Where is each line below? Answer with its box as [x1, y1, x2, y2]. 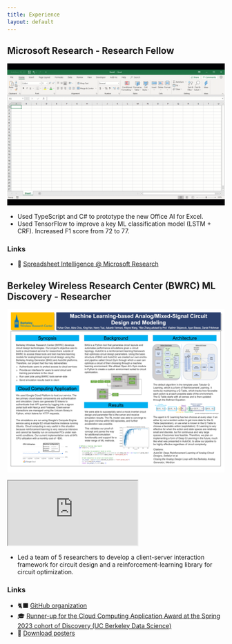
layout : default [7, 18, 54, 26]
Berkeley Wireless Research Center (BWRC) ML [7, 280, 216, 291]
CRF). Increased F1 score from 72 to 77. [17, 227, 130, 235]
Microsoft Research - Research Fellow [7, 45, 175, 57]
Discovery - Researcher [7, 291, 112, 302]
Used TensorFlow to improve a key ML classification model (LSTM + [17, 219, 212, 228]
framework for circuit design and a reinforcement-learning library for [17, 560, 213, 569]
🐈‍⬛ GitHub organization [17, 601, 88, 609]
